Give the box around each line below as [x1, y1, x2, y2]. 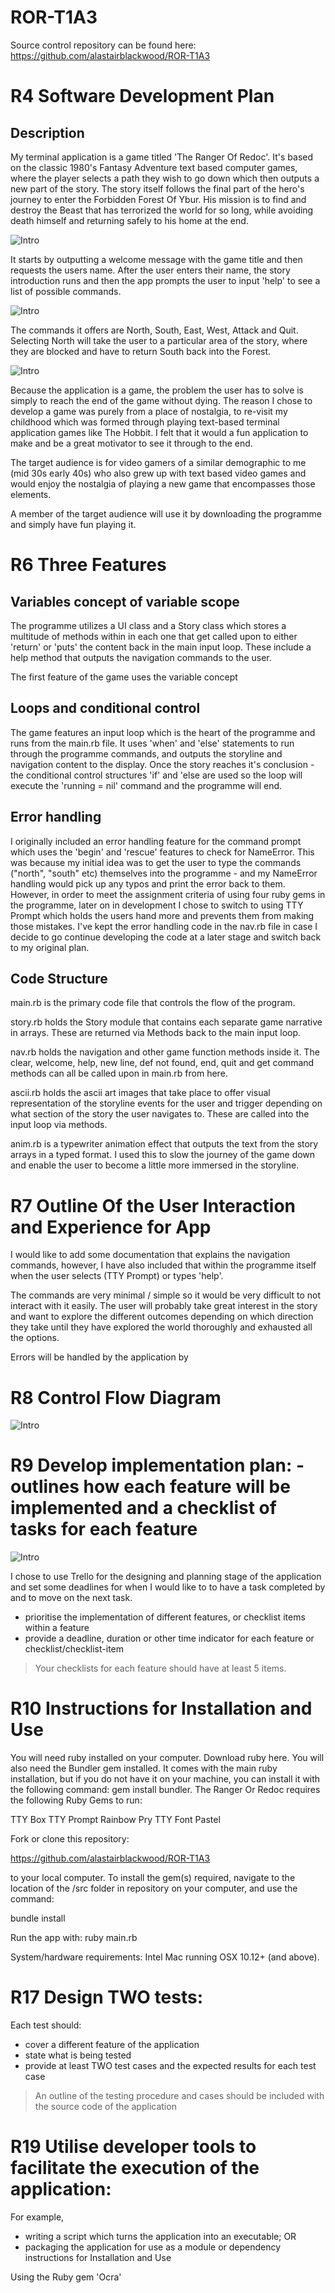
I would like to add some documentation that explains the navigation [10, 1249, 291, 1261]
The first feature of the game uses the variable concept [10, 671, 238, 683]
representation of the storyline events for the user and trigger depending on [10, 1097, 323, 1110]
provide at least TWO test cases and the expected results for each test [24, 2060, 317, 2072]
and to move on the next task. [10, 1592, 133, 1604]
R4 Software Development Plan [10, 85, 275, 108]
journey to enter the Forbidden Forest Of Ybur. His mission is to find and [10, 193, 307, 205]
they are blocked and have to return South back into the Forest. [10, 345, 272, 357]
